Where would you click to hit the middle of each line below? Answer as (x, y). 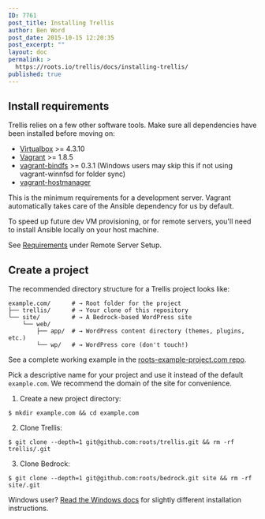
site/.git (24, 485)
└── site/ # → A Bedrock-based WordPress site (100, 318)
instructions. (28, 508)
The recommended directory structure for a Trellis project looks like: (119, 289)
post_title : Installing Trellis (61, 23)
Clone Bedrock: (45, 464)
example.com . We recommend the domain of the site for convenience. (120, 383)
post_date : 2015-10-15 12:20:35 (61, 38)
